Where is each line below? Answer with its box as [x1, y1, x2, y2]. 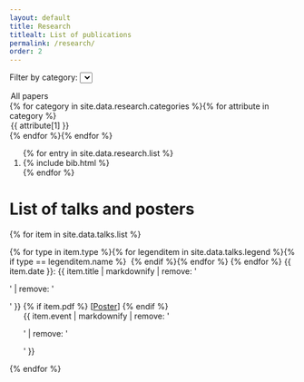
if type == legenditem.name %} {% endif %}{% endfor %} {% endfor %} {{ [9, 256, 292, 268]
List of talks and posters [9, 199, 195, 220]
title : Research [9, 22, 71, 31]
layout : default [9, 13, 71, 23]
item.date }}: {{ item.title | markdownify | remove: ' [9, 266, 197, 277]
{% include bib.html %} [22, 158, 111, 169]
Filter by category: [9, 72, 79, 83]
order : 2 [9, 47, 43, 56]
